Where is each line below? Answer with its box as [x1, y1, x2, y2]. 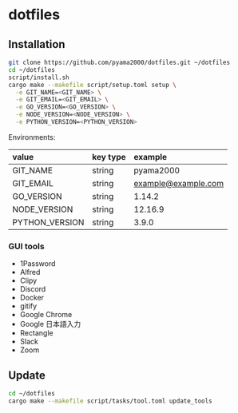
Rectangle [19, 328, 54, 338]
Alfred [19, 268, 41, 277]
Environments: [8, 132, 56, 141]
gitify [19, 301, 38, 311]
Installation [8, 38, 65, 51]
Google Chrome [19, 310, 73, 320]
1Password [19, 259, 56, 268]
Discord [19, 284, 46, 294]
